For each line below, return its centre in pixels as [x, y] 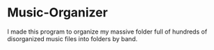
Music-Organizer [58, 13]
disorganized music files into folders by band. [72, 38]
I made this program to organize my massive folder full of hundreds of [107, 32]
